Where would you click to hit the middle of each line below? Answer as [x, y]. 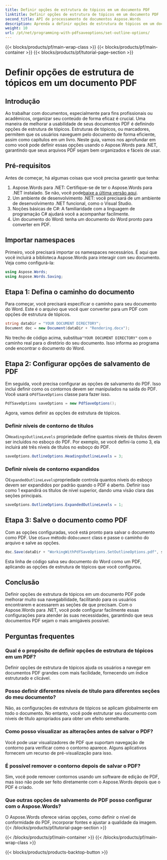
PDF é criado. [19, 787]
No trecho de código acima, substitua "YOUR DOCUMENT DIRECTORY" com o [78, 337]
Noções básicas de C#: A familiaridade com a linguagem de [74, 208]
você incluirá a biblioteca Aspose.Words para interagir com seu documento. [83, 257]
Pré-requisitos [28, 166]
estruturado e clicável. [28, 678]
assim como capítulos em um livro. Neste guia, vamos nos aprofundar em [81, 140]
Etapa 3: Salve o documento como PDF [66, 520]
